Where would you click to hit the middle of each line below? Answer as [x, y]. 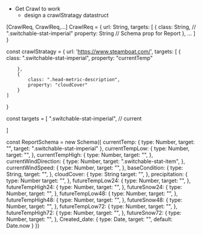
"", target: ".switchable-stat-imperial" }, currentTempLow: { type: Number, [98, 148]
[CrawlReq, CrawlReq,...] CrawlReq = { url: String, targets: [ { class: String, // [101, 27]
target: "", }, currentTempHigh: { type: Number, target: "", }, [80, 155]
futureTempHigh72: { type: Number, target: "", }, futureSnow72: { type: [94, 213]
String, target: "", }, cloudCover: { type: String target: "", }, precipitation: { [97, 174]
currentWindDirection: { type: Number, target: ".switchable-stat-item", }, [96, 161]
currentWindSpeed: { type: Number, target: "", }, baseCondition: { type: [95, 168]
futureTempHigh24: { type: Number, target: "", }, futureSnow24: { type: [94, 187]
